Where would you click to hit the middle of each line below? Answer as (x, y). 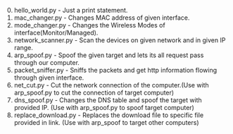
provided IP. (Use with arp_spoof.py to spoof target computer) (104, 108)
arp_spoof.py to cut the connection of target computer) (94, 92)
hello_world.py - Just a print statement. (71, 10)
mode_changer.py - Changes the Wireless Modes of (89, 25)
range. (23, 48)
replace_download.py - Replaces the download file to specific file (109, 115)
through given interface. (49, 78)
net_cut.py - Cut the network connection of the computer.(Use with (111, 85)
